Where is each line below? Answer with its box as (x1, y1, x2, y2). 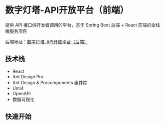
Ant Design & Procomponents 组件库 (12, 79, 88, 85)
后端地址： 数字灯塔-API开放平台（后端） (5, 38, 89, 45)
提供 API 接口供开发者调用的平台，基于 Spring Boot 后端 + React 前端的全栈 (5, 22, 161, 28)
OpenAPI (12, 90, 31, 96)
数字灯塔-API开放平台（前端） (5, 4, 129, 16)
